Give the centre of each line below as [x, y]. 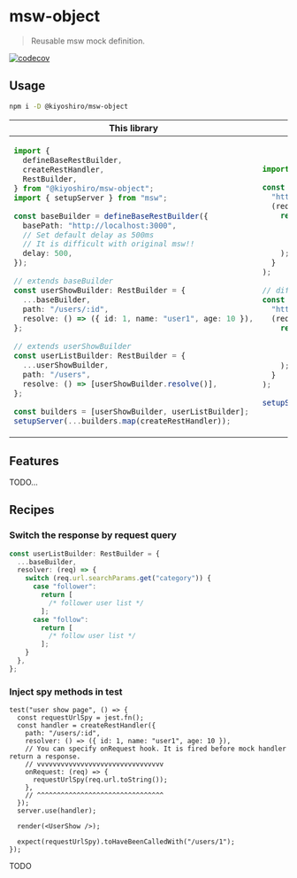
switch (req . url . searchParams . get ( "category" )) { [118, 579]
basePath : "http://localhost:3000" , [99, 225]
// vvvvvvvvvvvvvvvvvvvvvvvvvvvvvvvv [95, 765]
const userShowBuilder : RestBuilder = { [100, 291]
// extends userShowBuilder [72, 346]
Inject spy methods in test [66, 691]
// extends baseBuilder [64, 281]
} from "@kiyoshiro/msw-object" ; [84, 188]
